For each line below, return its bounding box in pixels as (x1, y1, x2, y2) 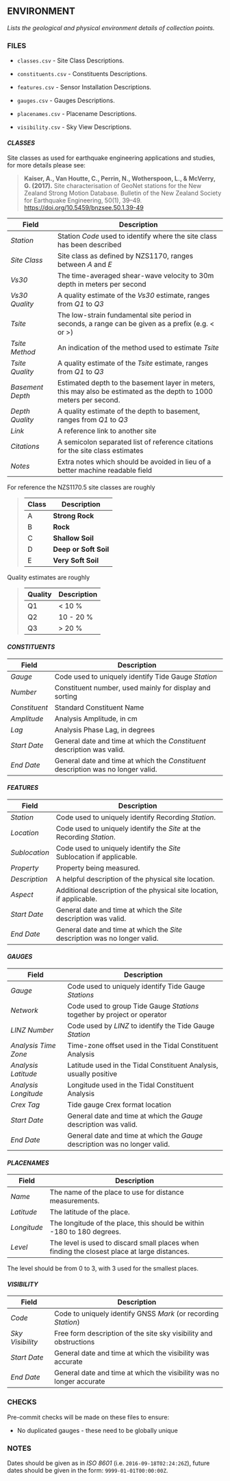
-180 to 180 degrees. (49, 1227, 121, 1237)
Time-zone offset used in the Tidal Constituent (67, 1040, 219, 1050)
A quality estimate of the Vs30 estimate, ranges (57, 291, 210, 301)
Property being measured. (55, 863, 140, 872)
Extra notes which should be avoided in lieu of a (57, 457, 212, 467)
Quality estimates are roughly (7, 573, 90, 582)
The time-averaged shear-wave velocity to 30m (57, 271, 214, 281)
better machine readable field (57, 466, 153, 476)
